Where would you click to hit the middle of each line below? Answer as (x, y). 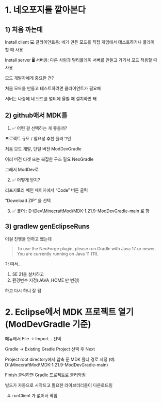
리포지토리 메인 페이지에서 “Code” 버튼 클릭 (47, 190)
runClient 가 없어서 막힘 (35, 395)
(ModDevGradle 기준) (48, 324)
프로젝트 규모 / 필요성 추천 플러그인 (38, 138)
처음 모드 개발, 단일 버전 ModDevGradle (43, 148)
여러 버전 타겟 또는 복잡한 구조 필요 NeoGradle (49, 159)
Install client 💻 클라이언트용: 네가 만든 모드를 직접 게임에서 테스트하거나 (73, 42)
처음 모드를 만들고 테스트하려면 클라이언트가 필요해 (53, 88)
